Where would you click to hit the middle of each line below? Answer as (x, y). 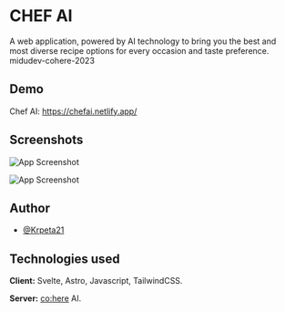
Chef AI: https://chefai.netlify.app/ (73, 111)
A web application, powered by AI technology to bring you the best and (143, 41)
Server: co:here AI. (46, 298)
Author (30, 208)
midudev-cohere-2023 (52, 60)
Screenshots (46, 140)
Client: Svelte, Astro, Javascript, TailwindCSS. (96, 281)
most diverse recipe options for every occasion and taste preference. (139, 50)
